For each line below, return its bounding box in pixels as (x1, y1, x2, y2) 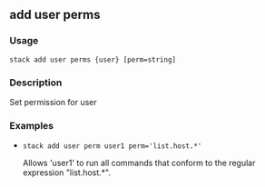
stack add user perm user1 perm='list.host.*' (22, 142, 202, 151)
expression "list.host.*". (22, 167, 112, 178)
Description (9, 76, 63, 89)
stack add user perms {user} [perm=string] (9, 54, 177, 64)
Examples (9, 119, 54, 132)
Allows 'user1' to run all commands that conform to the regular (22, 158, 256, 169)
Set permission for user (9, 96, 97, 107)
